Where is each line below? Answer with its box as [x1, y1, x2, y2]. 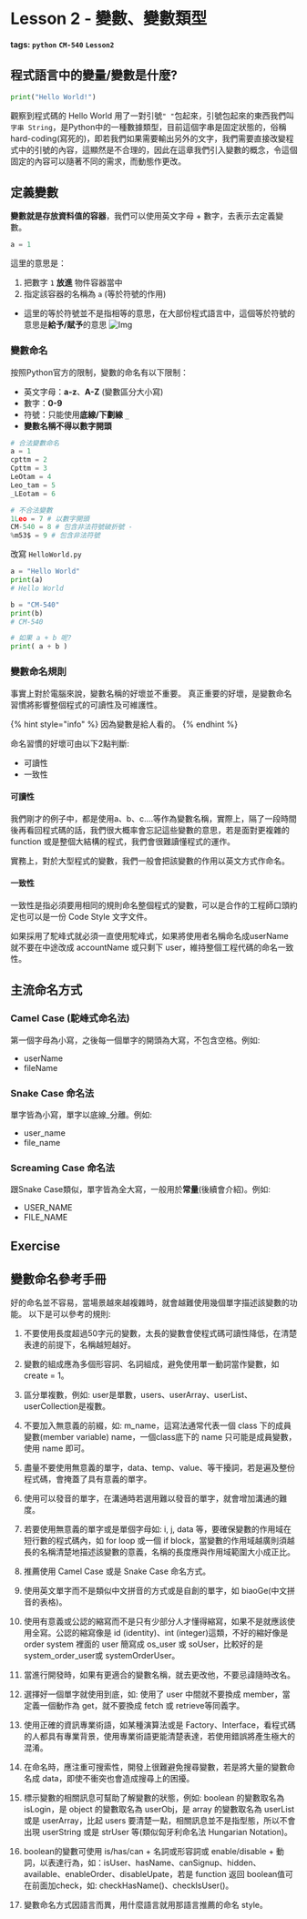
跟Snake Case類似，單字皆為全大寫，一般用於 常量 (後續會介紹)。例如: [10, 1184, 271, 1195]
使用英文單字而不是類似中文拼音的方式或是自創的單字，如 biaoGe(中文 [23, 1586, 288, 1597]
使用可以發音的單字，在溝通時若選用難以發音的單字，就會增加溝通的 [23, 1493, 280, 1504]
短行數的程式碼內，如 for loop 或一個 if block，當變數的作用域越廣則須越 [23, 1536, 295, 1546]
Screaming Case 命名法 [10, 1161, 116, 1174]
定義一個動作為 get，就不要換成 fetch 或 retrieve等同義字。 [23, 1700, 245, 1711]
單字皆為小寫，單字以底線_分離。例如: [10, 1108, 153, 1120]
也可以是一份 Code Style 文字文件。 [17, 911, 153, 922]
